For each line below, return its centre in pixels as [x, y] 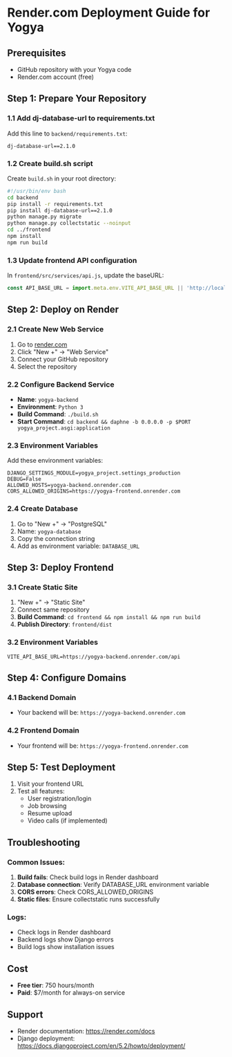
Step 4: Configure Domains [67, 678]
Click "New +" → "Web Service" [63, 351]
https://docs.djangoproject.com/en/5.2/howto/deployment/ [101, 1046]
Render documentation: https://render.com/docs [86, 1031]
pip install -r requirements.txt [55, 204]
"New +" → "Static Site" [51, 603]
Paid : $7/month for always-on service [71, 993]
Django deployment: [46, 1038]
